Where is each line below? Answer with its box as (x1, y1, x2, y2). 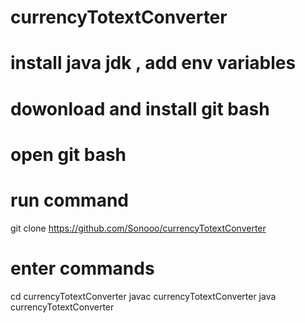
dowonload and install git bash (10, 97, 270, 120)
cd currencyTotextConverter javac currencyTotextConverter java (10, 290, 277, 302)
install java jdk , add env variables (10, 52, 297, 75)
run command (10, 189, 129, 211)
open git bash (10, 143, 127, 166)
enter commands (10, 257, 155, 280)
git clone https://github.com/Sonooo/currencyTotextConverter (10, 222, 267, 234)
